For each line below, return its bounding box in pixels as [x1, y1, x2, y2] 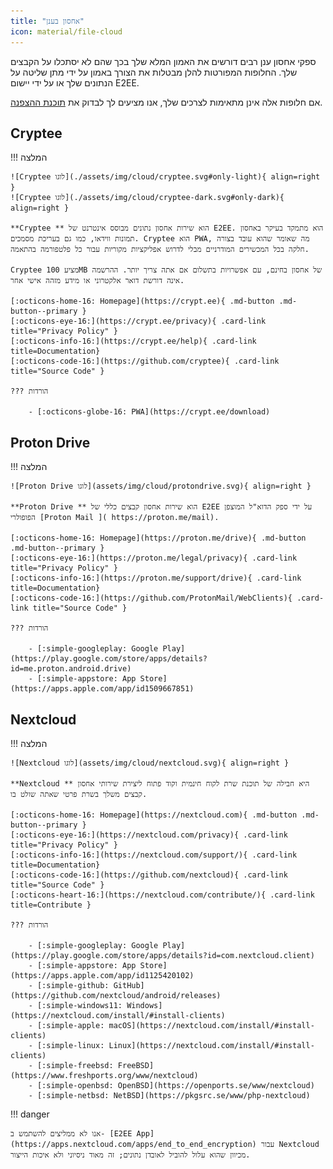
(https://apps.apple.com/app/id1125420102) [10, 970, 195, 980]
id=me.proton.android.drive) [10, 664, 132, 674]
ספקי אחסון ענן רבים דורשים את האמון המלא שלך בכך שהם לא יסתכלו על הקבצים [10, 55, 317, 67]
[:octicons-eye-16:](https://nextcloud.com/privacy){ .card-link [10, 830, 288, 840]
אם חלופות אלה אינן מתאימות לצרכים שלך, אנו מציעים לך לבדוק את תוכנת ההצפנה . [10, 96, 323, 108]
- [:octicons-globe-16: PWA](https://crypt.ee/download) [28, 407, 271, 417]
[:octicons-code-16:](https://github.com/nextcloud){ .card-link [10, 870, 288, 880]
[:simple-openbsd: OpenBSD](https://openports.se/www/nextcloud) [36, 1080, 315, 1090]
